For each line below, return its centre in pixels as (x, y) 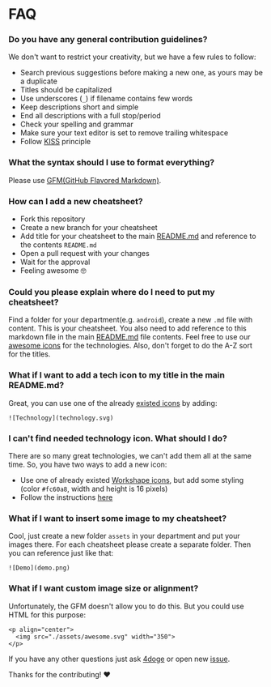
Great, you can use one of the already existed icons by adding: (113, 403)
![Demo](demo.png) (39, 568)
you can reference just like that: (61, 553)
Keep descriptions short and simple (79, 107)
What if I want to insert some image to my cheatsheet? (118, 518)
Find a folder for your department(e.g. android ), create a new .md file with (131, 320)
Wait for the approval (55, 262)
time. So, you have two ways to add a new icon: (88, 464)
